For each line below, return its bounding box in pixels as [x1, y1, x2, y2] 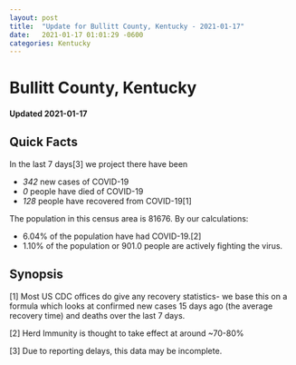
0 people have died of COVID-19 [22, 185, 144, 196]
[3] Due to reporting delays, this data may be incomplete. [9, 345, 223, 356]
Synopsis [9, 267, 63, 282]
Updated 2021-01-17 [9, 108, 88, 119]
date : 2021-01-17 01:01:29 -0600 [9, 30, 144, 39]
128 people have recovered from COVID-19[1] [22, 195, 192, 206]
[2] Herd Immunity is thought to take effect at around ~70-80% [9, 328, 244, 339]
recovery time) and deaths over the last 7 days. [9, 310, 186, 321]
